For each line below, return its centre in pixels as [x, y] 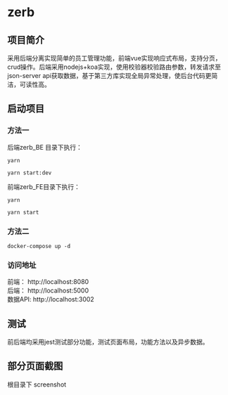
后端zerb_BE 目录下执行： [45, 147]
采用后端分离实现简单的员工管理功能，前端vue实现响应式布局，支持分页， [114, 58]
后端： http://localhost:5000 [48, 291]
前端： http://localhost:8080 [48, 282]
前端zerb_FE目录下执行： [44, 186]
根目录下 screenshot [37, 384]
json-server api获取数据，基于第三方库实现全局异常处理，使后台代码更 [109, 76]
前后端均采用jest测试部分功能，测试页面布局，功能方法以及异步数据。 [108, 342]
